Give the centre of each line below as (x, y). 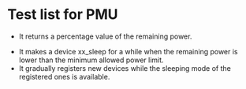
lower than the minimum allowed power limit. (91, 60)
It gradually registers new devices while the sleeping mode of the (125, 68)
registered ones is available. (64, 76)
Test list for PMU (63, 15)
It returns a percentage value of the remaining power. (105, 36)
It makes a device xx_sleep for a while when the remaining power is (128, 51)
